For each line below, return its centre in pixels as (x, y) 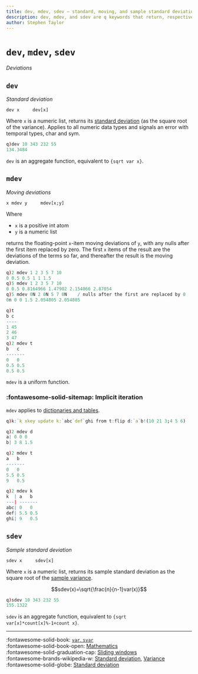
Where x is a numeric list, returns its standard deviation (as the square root (97, 121)
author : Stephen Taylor (35, 22)
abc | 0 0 (19, 508)
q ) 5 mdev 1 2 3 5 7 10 (34, 283)
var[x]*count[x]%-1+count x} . (43, 623)
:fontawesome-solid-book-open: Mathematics (62, 646)
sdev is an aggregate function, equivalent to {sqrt (66, 617)
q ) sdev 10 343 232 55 (33, 600)
